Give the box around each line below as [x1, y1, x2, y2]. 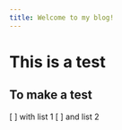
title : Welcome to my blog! [9, 13, 115, 22]
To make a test [9, 87, 92, 103]
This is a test [9, 51, 106, 72]
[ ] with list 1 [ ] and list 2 [9, 111, 100, 122]
